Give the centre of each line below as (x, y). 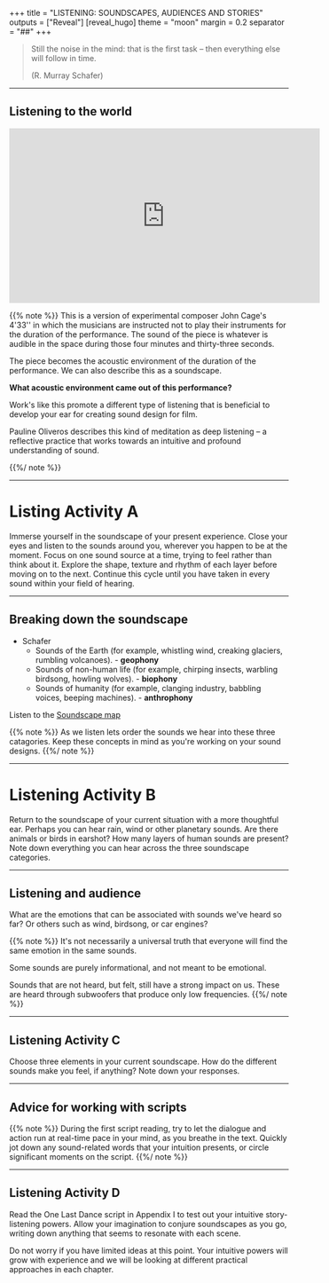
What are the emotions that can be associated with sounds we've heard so (145, 915)
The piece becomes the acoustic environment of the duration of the (133, 361)
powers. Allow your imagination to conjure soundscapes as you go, (164, 1224)
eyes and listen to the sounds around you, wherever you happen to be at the (149, 546)
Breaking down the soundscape (99, 620)
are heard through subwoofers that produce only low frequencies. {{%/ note (149, 995)
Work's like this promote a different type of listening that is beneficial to (140, 405)
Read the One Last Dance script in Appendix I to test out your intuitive (137, 1214)
